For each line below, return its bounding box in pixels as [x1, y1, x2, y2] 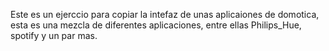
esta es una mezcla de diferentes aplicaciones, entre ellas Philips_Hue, [10, 19, 302, 31]
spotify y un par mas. [10, 30, 98, 41]
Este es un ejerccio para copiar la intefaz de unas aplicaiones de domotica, [10, 9, 320, 20]
